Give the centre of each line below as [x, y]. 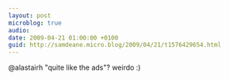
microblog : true [35, 23]
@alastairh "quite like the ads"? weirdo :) [74, 67]
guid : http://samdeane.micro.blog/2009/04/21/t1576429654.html [115, 45]
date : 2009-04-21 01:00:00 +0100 [63, 38]
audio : [19, 30]
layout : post [30, 15]
